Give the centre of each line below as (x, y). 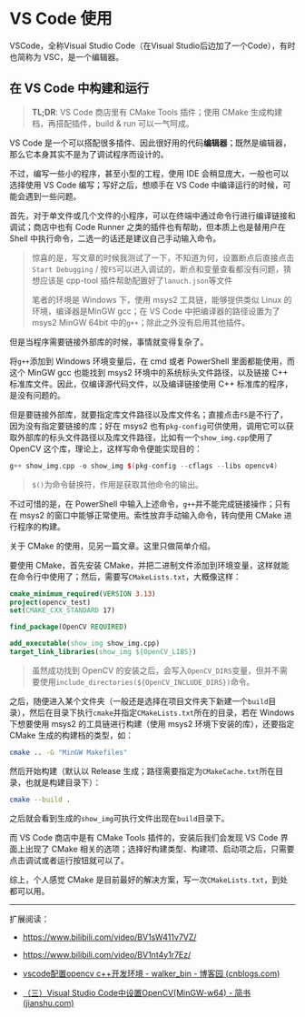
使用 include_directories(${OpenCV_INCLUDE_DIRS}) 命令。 (147, 681)
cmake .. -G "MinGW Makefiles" (69, 752)
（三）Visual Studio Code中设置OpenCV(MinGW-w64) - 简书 (137, 992)
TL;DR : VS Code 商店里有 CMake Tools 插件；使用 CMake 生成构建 (157, 112)
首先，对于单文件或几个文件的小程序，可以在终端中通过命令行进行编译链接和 (152, 216)
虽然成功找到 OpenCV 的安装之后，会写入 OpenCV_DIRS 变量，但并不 (156, 670)
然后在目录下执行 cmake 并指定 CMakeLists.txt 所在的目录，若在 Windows (162, 712)
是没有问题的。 (37, 395)
